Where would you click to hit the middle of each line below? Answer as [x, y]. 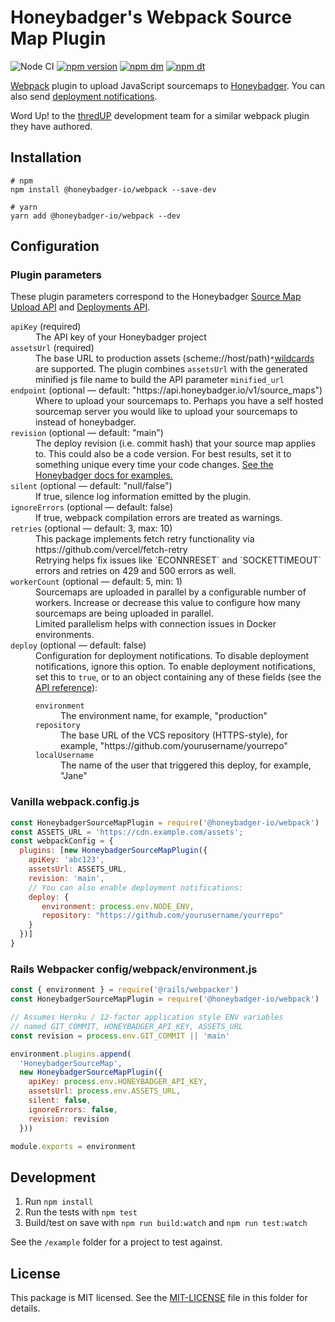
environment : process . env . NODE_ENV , [118, 906]
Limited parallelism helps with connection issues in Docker [156, 624]
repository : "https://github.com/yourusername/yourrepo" [162, 916]
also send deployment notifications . [84, 96]
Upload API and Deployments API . [80, 307]
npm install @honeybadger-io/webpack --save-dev [113, 189]
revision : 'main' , [66, 878]
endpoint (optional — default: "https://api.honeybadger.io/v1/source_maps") [166, 390]
